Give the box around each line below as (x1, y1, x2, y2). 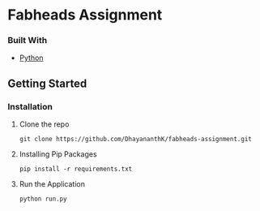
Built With (7, 35, 48, 46)
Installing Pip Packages (19, 149, 98, 159)
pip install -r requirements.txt (19, 165, 133, 174)
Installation (7, 101, 53, 112)
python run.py (19, 195, 67, 204)
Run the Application (19, 179, 86, 189)
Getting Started (7, 76, 87, 90)
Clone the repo (19, 119, 70, 129)
